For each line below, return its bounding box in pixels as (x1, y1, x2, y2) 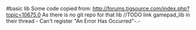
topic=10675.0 (6, 11, 41, 18)
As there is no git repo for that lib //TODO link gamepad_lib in (42, 11, 191, 18)
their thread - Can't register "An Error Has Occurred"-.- (6, 18, 141, 24)
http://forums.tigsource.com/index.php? (92, 5, 190, 12)
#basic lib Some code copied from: (6, 5, 92, 12)
